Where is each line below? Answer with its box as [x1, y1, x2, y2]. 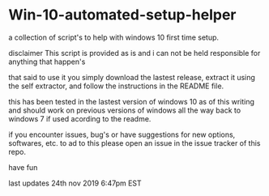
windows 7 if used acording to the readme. [8, 113, 152, 123]
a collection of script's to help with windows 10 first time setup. [8, 32, 220, 42]
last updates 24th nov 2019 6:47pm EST [8, 178, 142, 188]
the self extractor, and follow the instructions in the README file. [8, 81, 224, 91]
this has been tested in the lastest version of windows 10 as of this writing [8, 96, 255, 106]
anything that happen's [8, 57, 86, 66]
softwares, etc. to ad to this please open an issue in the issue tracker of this [8, 138, 261, 147]
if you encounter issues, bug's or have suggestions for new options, [8, 130, 236, 139]
